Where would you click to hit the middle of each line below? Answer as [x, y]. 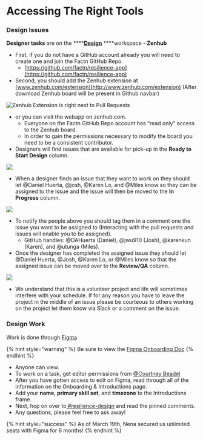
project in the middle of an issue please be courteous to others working [104, 302]
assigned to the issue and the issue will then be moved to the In [95, 191]
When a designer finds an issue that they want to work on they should [102, 179]
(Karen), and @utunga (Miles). [62, 247]
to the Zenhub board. [51, 130]
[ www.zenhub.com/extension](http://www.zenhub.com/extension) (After [106, 87]
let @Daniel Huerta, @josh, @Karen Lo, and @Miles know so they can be [106, 185]
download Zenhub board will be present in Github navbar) [87, 94]
